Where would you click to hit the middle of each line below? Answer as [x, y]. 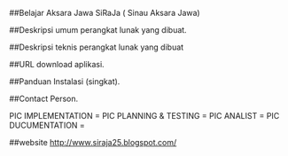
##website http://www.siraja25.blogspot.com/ [93, 142]
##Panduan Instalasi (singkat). [65, 82]
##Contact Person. [44, 98]
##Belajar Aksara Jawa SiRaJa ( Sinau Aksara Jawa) [105, 13]
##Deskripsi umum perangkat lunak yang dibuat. [98, 30]
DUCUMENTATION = [47, 125]
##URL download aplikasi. [57, 64]
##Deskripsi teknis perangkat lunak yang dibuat [97, 47]
